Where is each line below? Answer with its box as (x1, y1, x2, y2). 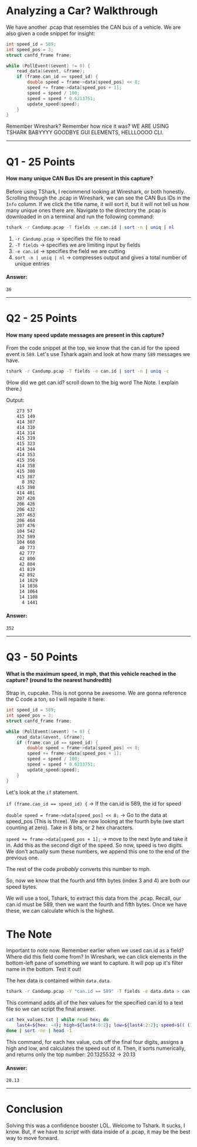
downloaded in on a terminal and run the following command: (6, 213, 154, 220)
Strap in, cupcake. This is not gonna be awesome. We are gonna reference (6, 690, 186, 697)
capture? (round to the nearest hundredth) (6, 676, 112, 683)
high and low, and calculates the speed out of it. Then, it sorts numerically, (6, 1045, 186, 1052)
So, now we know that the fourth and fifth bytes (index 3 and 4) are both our (6, 877, 191, 884)
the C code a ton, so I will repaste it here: (6, 696, 106, 703)
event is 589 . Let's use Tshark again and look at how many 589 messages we (6, 351, 191, 358)
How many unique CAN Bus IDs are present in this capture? (6, 175, 154, 182)
